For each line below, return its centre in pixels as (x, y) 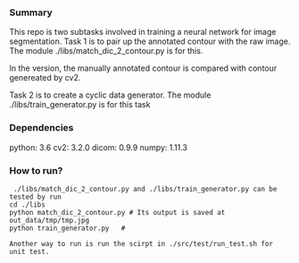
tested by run (36, 197)
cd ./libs (28, 204)
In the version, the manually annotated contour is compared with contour (143, 68)
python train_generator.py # (67, 228)
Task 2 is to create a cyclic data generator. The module (110, 95)
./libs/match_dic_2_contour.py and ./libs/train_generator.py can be (145, 189)
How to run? (36, 170)
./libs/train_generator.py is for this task (80, 105)
